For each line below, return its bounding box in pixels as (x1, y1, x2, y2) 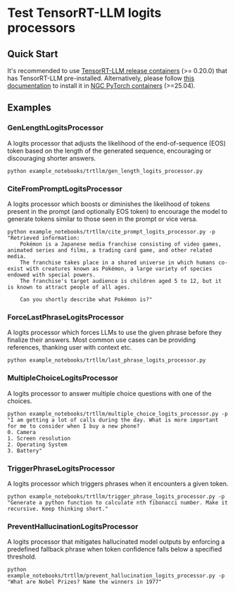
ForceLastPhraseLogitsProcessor (7, 312, 125, 322)
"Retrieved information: (7, 234, 80, 241)
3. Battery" (7, 447, 42, 455)
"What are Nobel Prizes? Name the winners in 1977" (7, 578, 162, 585)
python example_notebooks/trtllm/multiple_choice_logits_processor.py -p (7, 410, 229, 417)
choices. (7, 396, 32, 405)
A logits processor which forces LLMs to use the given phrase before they (7, 329, 222, 337)
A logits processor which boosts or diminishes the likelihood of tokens (7, 199, 210, 208)
